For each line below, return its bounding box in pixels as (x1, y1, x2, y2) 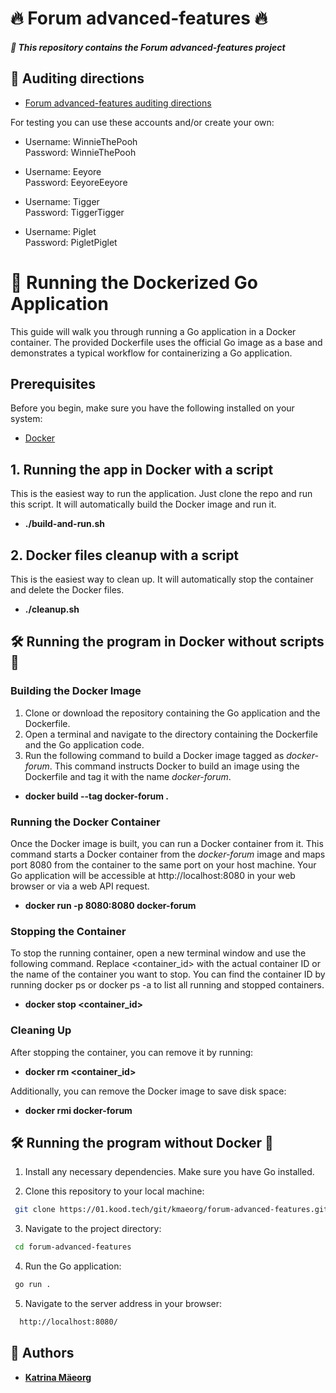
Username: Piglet (24, 225, 97, 237)
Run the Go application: (24, 1260, 122, 1272)
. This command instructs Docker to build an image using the (49, 760, 300, 772)
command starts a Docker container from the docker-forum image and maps (10, 848, 326, 860)
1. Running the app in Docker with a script (10, 461, 274, 478)
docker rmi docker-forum (24, 1104, 133, 1116)
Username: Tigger (24, 195, 100, 207)
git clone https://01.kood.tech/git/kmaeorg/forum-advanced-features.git (14, 1205, 329, 1215)
